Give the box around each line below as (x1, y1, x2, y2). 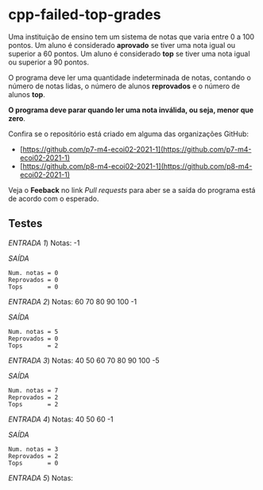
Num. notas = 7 (8, 386, 59, 394)
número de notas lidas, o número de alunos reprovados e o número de (8, 81, 241, 91)
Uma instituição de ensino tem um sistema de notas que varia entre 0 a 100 (8, 32, 255, 41)
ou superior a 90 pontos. (8, 57, 90, 67)
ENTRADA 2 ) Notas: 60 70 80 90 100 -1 (8, 296, 137, 306)
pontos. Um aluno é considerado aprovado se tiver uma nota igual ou (8, 40, 236, 49)
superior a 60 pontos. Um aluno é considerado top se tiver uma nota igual (8, 49, 250, 58)
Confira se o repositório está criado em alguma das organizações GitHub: (8, 129, 249, 139)
